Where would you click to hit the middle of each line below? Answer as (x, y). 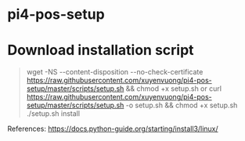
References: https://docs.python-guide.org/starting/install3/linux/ (113, 129)
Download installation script (101, 51)
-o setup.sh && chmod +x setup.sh (182, 105)
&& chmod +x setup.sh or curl (174, 89)
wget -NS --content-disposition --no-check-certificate (115, 72)
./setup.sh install (53, 114)
